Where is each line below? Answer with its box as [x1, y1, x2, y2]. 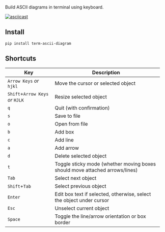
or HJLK [7, 96, 24, 103]
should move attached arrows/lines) [55, 166, 138, 173]
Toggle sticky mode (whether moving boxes [55, 160, 156, 167]
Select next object [55, 174, 97, 181]
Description [92, 69, 120, 76]
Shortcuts [5, 54, 36, 63]
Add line [55, 136, 74, 143]
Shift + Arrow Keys [7, 90, 49, 97]
